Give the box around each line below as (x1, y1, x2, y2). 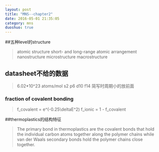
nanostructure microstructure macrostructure (16, 54, 108, 60)
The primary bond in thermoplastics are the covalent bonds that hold (16, 126, 155, 132)
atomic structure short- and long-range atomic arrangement (16, 49, 137, 55)
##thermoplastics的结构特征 (5, 117, 62, 122)
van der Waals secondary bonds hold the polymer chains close (16, 136, 143, 142)
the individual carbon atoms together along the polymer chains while (16, 132, 154, 137)
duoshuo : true (5, 25, 34, 30)
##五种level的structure (5, 39, 51, 45)
